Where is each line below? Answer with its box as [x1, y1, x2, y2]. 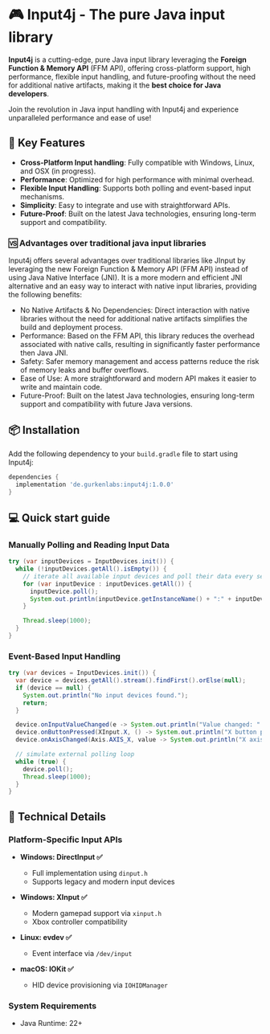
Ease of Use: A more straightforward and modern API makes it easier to [19, 374, 257, 383]
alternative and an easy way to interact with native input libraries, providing [8, 281, 257, 291]
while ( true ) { [15, 758, 67, 766]
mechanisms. [19, 191, 65, 201]
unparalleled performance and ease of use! [8, 112, 152, 122]
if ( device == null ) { [15, 684, 92, 692]
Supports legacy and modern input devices [31, 877, 175, 887]
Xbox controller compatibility [31, 917, 128, 927]
